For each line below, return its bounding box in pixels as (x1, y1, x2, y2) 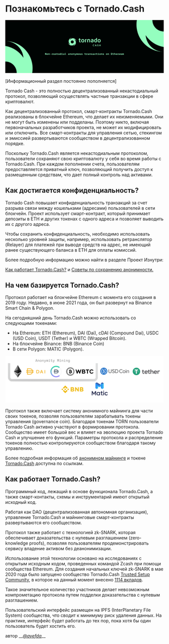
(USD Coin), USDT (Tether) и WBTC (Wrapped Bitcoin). (12, 335, 127, 341)
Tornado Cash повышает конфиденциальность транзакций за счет (5, 200, 147, 206)
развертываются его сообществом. (5, 519, 82, 525)
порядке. (5, 140, 25, 146)
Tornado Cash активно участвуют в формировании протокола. (5, 424, 140, 430)
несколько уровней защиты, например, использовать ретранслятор (5, 236, 152, 242)
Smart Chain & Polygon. (5, 305, 54, 311)
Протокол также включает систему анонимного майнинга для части (5, 408, 153, 414)
